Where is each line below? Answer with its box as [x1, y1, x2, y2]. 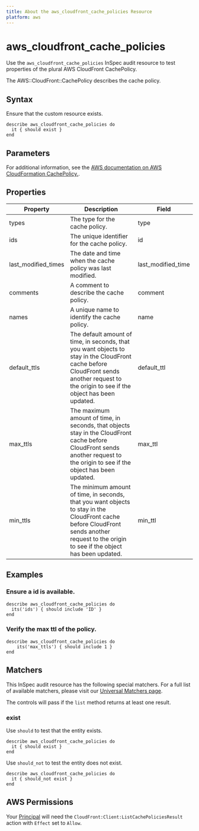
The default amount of [70, 330, 132, 338]
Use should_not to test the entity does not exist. [6, 759, 123, 766]
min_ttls [9, 516, 31, 524]
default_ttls [9, 363, 40, 372]
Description [84, 205, 118, 213]
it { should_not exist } [11, 776, 73, 782]
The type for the [70, 215, 115, 223]
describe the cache [70, 288, 124, 297]
